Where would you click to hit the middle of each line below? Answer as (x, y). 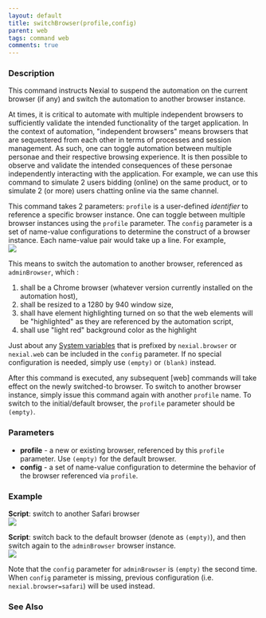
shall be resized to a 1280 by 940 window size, (96, 305)
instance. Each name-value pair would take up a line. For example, (117, 240)
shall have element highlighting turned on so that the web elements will (136, 313)
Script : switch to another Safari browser (74, 514)
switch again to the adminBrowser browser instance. (92, 546)
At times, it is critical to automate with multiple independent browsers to (126, 115)
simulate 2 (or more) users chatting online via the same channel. (113, 191)
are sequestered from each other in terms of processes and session (120, 140)
